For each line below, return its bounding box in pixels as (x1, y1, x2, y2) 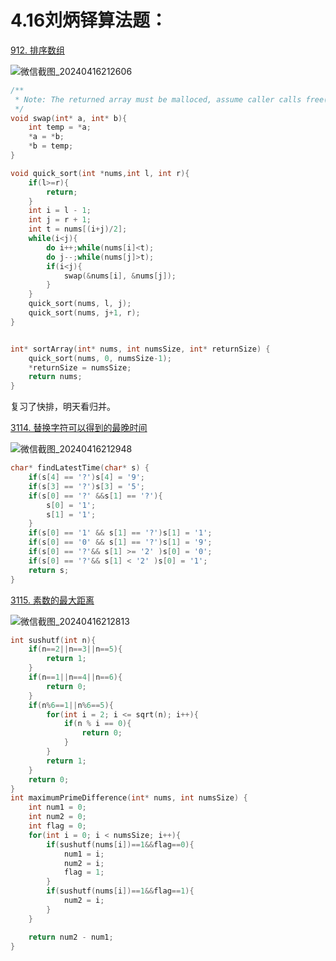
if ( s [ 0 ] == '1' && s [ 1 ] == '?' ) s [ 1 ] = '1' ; (28, 528, 213, 538)
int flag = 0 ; (28, 821, 87, 831)
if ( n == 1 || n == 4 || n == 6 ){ (28, 672, 123, 683)
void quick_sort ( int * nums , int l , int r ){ (10, 168, 190, 178)
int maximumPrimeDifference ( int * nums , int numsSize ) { (10, 793, 248, 803)
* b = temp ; (28, 141, 74, 151)
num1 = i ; (63, 849, 105, 859)
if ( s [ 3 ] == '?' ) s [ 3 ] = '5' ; (28, 481, 146, 491)
